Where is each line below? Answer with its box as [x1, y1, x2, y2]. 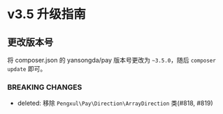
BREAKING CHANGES [7, 82, 82, 92]
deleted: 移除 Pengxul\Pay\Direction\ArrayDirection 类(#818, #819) [17, 99, 213, 108]
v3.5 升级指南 [7, 6, 86, 22]
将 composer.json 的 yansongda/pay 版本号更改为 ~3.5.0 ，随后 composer [7, 56, 217, 64]
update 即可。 [7, 65, 47, 73]
